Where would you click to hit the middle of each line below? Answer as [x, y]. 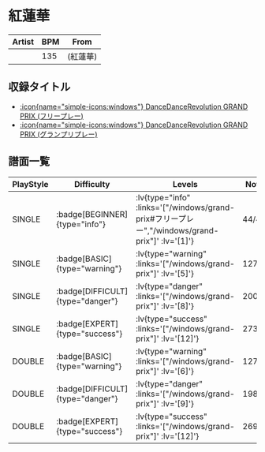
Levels [185, 184]
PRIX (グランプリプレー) [58, 134]
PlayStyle [30, 184]
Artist [23, 42]
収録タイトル [39, 87]
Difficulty [92, 184]
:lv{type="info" [163, 197]
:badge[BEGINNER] [92, 214]
